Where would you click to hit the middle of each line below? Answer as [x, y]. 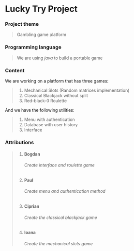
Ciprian [32, 206]
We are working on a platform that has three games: [57, 81]
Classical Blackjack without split [56, 96]
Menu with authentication [49, 119]
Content [15, 70]
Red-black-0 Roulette [45, 101]
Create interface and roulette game [60, 165]
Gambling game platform [42, 34]
